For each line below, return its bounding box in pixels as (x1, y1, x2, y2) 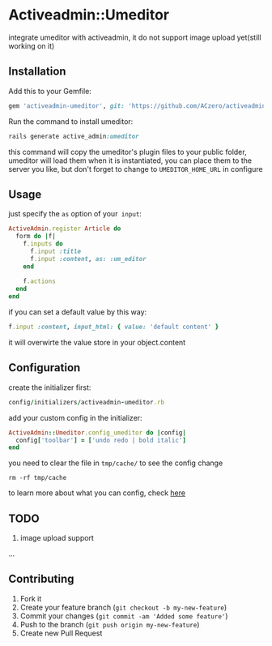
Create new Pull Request (19, 628, 103, 638)
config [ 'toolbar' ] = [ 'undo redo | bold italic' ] (15, 436, 186, 444)
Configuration (8, 361, 81, 374)
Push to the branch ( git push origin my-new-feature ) (19, 619, 200, 629)
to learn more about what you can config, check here (8, 488, 186, 498)
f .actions (23, 277, 57, 285)
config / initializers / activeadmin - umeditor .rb (8, 398, 164, 406)
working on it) (8, 41, 55, 50)
